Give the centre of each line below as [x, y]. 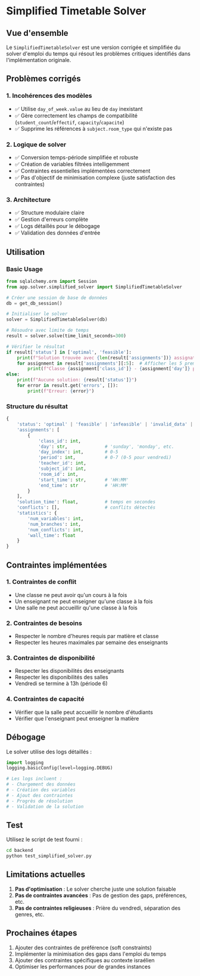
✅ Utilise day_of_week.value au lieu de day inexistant [79, 109]
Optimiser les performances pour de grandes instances [82, 966]
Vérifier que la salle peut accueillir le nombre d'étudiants [84, 712]
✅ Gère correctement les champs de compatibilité [76, 115]
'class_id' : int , [60, 441]
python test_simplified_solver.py [49, 856]
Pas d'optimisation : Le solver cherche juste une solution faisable [96, 889]
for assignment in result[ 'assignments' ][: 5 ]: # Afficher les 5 [100, 363]
